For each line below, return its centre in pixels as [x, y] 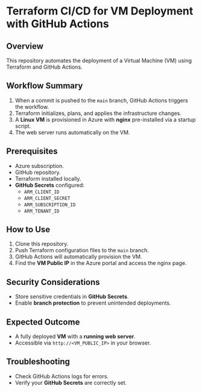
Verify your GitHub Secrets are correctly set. [71, 382]
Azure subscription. [39, 166]
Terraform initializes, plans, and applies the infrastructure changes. [98, 113]
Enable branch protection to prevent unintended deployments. [93, 303]
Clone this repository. [42, 244]
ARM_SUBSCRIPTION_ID [50, 205]
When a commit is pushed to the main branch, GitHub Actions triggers [101, 100]
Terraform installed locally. [48, 178]
